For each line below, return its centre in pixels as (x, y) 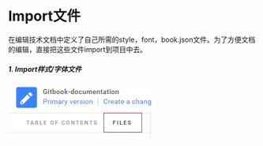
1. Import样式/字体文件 (45, 69)
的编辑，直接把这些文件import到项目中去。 (78, 49)
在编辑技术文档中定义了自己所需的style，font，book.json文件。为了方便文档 (132, 39)
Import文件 (45, 16)
